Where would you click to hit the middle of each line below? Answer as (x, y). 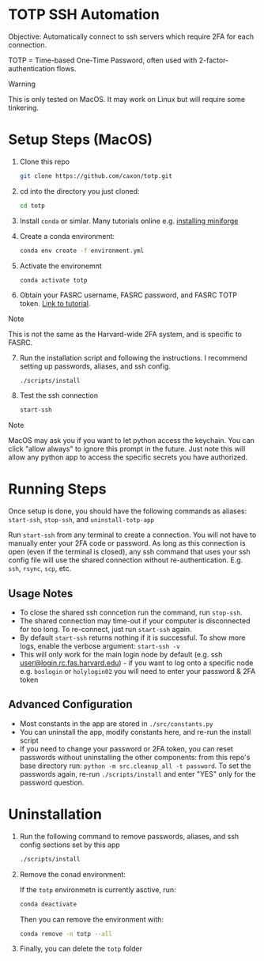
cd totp (32, 206)
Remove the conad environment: (73, 874)
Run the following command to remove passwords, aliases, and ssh (129, 836)
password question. (52, 782)
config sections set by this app (70, 845)
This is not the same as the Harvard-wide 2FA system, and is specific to (125, 334)
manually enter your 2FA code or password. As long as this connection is (127, 543)
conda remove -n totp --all (66, 934)
